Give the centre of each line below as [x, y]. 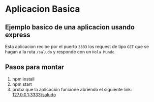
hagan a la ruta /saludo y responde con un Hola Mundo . [60, 52]
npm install [23, 79]
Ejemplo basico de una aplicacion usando [70, 27]
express [18, 35]
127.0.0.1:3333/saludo [34, 95]
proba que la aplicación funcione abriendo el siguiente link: [72, 89]
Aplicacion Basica [43, 9]
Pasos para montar [35, 67]
